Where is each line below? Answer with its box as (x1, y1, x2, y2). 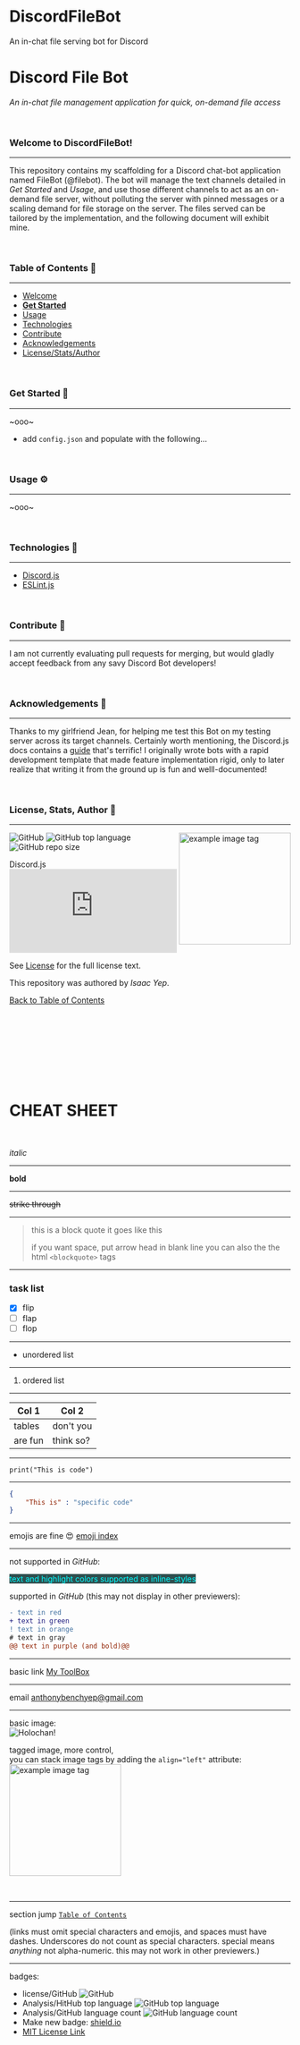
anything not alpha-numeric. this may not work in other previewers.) (9, 1945, 261, 1956)
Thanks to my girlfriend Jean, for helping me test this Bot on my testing (9, 726, 271, 736)
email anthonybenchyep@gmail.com (9, 1692, 144, 1702)
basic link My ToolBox (9, 1666, 90, 1676)
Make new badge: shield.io (21, 2016, 122, 2027)
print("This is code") (9, 1465, 94, 1474)
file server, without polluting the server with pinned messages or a (41, 194, 285, 205)
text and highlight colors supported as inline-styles (9, 1574, 196, 1584)
